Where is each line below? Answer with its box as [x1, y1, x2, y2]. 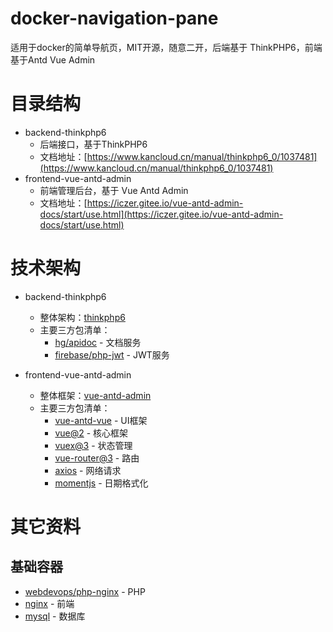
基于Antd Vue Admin [10, 53, 96, 66]
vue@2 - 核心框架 [54, 427, 129, 439]
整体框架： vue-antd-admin [39, 389, 152, 401]
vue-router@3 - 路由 [54, 452, 140, 464]
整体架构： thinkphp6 [39, 311, 126, 323]
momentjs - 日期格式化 [54, 477, 149, 489]
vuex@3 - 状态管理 [54, 439, 133, 451]
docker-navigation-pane [10, 7, 219, 30]
